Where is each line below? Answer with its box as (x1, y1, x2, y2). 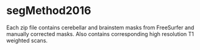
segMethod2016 (6, 4, 91, 18)
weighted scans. (6, 37, 48, 44)
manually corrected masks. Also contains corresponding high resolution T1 (6, 30, 194, 37)
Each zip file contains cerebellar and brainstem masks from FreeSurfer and (6, 24, 195, 31)
